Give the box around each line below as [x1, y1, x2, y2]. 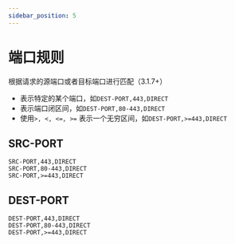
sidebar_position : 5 [8, 11, 77, 20]
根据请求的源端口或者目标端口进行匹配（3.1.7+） [8, 77, 167, 86]
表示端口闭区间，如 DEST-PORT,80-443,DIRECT [19, 103, 166, 112]
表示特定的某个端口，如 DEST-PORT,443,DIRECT [19, 93, 169, 103]
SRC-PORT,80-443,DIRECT [8, 165, 88, 173]
